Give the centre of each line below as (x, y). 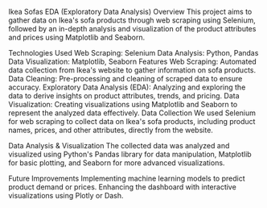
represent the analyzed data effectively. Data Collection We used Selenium (132, 113)
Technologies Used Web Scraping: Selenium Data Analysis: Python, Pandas (133, 53)
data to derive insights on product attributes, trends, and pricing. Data (124, 96)
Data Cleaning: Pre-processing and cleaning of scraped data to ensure (125, 79)
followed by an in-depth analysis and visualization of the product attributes (132, 29)
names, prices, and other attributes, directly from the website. (111, 130)
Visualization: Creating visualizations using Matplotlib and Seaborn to (123, 104)
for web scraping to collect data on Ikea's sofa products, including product (132, 121)
